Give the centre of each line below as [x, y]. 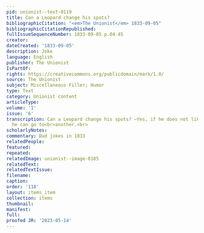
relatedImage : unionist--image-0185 [53, 158]
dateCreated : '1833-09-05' [40, 46]
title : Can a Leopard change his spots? [58, 18]
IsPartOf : [19, 68]
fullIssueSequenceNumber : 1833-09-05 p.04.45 [65, 35]
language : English [29, 57]
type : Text [20, 91]
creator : [17, 40]
